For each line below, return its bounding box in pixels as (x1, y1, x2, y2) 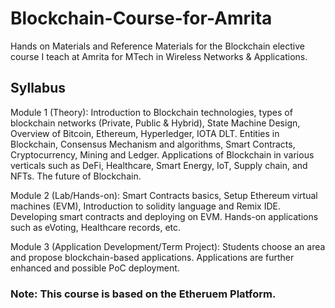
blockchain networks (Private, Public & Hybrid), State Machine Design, (10, 117, 301, 129)
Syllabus (10, 80, 67, 97)
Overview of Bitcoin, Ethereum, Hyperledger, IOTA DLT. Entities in (10, 127, 280, 139)
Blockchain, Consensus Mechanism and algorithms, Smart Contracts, (10, 138, 296, 150)
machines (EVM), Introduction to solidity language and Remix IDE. (10, 200, 281, 212)
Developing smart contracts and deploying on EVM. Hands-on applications (10, 210, 319, 222)
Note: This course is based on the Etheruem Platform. (10, 287, 277, 301)
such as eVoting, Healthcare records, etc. (10, 221, 182, 233)
